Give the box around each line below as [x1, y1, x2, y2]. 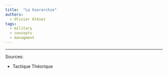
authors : [5, 12, 23, 17]
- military [9, 26, 32, 31]
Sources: [5, 53, 24, 59]
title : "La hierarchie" [5, 7, 57, 12]
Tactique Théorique [12, 63, 53, 69]
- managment [9, 35, 35, 40]
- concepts [9, 30, 32, 35]
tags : [5, 21, 16, 26]
